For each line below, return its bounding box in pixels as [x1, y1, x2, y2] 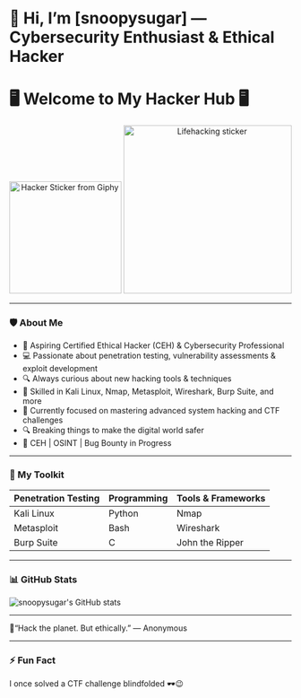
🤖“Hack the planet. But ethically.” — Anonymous [9, 623, 188, 633]
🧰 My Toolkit [9, 468, 64, 481]
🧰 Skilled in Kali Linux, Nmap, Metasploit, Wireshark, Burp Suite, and [21, 386, 275, 397]
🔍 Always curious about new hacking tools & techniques [21, 373, 232, 384]
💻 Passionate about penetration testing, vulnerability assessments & [21, 350, 276, 362]
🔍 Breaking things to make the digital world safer [21, 425, 204, 436]
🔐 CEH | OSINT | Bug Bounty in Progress [21, 438, 172, 449]
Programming [108, 492, 168, 504]
